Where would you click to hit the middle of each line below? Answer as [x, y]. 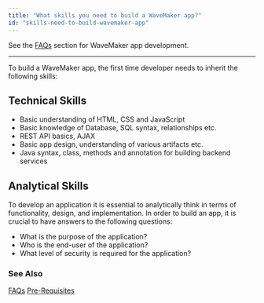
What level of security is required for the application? [105, 254]
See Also [26, 274]
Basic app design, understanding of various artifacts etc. [111, 144]
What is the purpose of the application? [83, 237]
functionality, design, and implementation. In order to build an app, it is [122, 214]
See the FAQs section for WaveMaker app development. [99, 45]
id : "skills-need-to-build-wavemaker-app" [79, 23]
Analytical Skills [48, 186]
